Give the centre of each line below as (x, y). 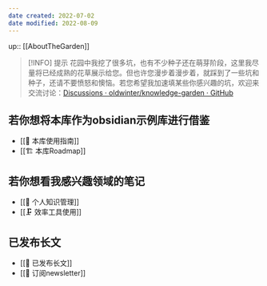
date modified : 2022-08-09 (53, 23)
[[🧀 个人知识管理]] (50, 202)
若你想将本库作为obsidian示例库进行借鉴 (109, 120)
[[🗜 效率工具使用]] (51, 212)
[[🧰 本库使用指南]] (50, 141)
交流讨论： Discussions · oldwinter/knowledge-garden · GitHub (130, 92)
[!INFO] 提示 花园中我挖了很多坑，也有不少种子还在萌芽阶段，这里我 (140, 62)
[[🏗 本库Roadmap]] (53, 151)
